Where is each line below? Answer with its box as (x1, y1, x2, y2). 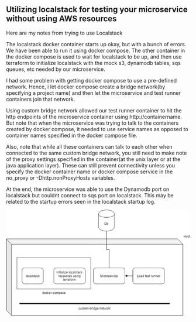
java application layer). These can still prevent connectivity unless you (6, 162, 176, 169)
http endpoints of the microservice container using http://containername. (6, 113, 183, 120)
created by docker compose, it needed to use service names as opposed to (6, 125, 188, 132)
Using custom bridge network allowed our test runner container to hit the (6, 107, 182, 114)
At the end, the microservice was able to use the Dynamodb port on (6, 186, 170, 193)
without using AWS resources (6, 14, 117, 24)
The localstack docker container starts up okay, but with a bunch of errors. (6, 40, 187, 47)
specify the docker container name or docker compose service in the (6, 168, 173, 175)
